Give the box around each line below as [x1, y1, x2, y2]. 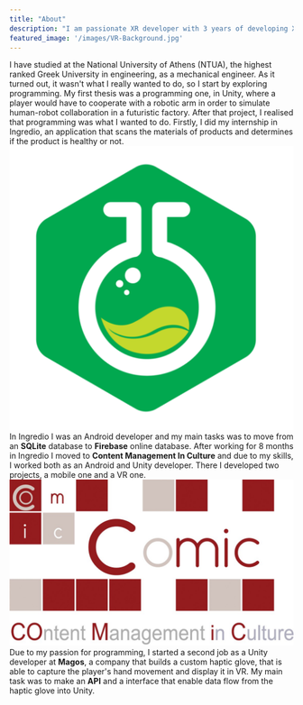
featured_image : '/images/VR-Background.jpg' [9, 33, 183, 42]
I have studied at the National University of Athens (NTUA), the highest [9, 60, 272, 70]
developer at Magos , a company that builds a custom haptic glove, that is [9, 656, 282, 667]
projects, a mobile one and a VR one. [9, 470, 146, 481]
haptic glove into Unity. [9, 685, 96, 696]
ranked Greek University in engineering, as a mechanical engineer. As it [9, 69, 275, 80]
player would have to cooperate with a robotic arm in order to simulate [9, 97, 271, 108]
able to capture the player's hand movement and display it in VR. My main [9, 665, 283, 676]
